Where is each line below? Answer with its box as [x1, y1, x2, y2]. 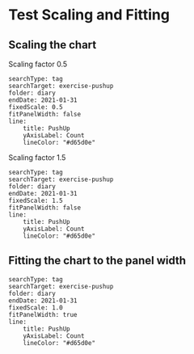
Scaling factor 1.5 [8, 153, 66, 162]
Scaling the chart [8, 38, 97, 52]
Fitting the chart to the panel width [8, 254, 187, 268]
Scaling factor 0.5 [8, 59, 68, 69]
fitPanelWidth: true [8, 310, 78, 318]
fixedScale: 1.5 [8, 196, 63, 204]
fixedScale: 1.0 [8, 303, 63, 312]
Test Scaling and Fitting [8, 6, 170, 24]
